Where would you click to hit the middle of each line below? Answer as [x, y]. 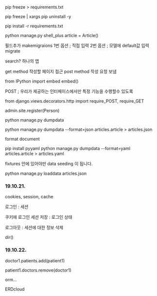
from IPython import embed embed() [42, 81]
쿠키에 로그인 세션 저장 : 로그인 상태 [39, 217]
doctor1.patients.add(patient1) [35, 260]
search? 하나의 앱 [22, 61]
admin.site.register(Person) [32, 110]
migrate [13, 51]
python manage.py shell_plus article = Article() [52, 35]
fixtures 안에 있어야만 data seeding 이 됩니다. [49, 164]
